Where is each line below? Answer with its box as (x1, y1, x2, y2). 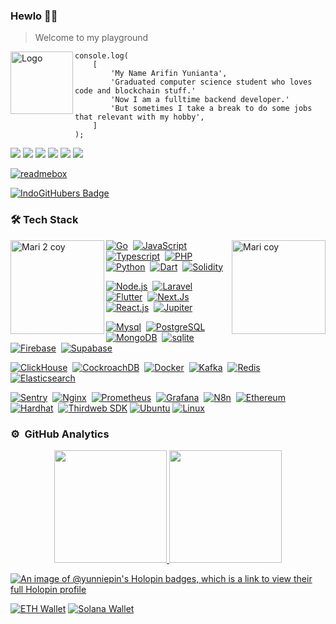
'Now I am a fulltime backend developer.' (110, 95, 290, 105)
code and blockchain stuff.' (74, 86, 197, 96)
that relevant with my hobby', (74, 112, 205, 123)
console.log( (74, 51, 129, 61)
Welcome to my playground (34, 32, 149, 44)
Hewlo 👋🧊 (10, 9, 58, 23)
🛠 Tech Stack (10, 213, 79, 227)
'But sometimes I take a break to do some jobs (110, 104, 313, 114)
